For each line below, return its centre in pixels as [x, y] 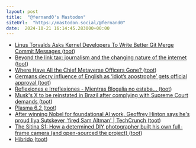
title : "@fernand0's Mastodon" [46, 17]
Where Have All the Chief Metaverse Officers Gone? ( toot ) [86, 70]
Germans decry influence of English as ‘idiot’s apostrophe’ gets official [101, 76]
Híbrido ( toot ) [31, 139]
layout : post [22, 12]
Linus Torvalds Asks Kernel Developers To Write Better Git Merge [94, 45]
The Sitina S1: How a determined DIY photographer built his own [93, 127]
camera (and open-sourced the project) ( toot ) [86, 133]
